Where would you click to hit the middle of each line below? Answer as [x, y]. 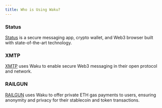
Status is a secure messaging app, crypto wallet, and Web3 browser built [79, 37]
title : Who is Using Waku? [33, 10]
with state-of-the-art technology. [39, 43]
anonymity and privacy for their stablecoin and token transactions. [72, 100]
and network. [18, 71]
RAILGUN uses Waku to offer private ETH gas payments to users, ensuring [81, 95]
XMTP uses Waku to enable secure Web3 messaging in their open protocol [81, 66]
